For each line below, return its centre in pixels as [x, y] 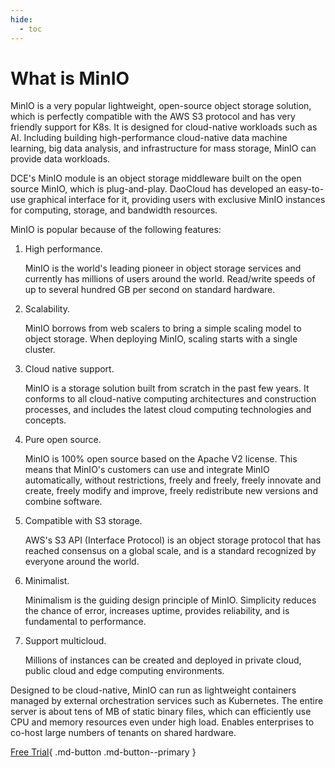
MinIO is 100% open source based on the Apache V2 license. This [161, 459]
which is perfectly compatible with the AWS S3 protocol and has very [153, 117]
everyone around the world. [82, 562]
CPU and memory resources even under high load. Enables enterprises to [162, 722]
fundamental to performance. [85, 622]
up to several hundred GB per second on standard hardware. [150, 290]
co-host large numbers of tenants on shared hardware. [123, 733]
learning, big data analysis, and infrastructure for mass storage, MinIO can [163, 148]
